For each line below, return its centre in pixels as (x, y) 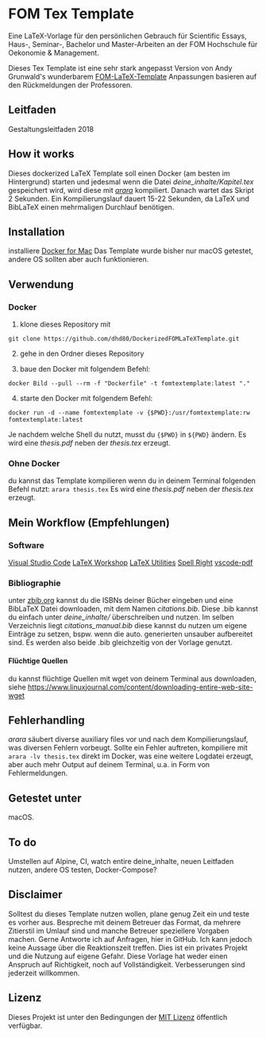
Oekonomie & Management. (54, 52)
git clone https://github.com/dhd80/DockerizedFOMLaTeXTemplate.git (124, 339)
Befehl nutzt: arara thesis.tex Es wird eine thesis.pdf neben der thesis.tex (131, 489)
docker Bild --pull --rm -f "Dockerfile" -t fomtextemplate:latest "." (129, 384)
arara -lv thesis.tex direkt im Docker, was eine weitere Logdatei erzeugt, (131, 756)
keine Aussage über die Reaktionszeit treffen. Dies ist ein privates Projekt (128, 947)
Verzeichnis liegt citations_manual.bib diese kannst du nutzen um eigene (128, 626)
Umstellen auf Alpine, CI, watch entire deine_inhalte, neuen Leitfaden (121, 861)
